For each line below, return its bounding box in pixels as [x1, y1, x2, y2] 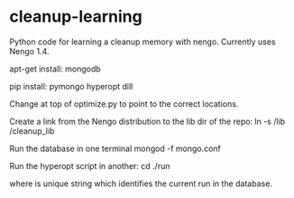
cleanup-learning [9, 6, 142, 27]
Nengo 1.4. [9, 45, 50, 56]
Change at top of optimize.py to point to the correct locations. [9, 98, 239, 109]
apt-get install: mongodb [9, 63, 101, 74]
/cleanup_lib [9, 125, 55, 137]
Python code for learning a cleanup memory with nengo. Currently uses [9, 36, 277, 47]
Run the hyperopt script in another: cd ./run [9, 160, 170, 171]
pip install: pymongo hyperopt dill [9, 80, 133, 91]
